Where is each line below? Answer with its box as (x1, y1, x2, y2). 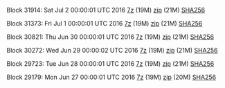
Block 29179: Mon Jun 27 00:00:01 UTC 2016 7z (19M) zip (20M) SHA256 (6, 73, 216, 81)
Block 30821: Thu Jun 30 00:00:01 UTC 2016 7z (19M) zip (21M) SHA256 (6, 33, 215, 41)
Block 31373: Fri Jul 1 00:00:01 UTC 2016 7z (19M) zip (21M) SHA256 (6, 19, 203, 27)
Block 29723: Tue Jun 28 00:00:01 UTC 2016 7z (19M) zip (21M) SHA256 (6, 60, 215, 68)
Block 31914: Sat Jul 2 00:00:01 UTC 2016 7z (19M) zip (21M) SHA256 (6, 6, 206, 14)
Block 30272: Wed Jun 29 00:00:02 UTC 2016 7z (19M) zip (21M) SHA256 (6, 46, 219, 54)
